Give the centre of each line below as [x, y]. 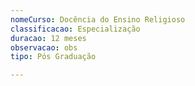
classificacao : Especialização [75, 29]
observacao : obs [44, 47]
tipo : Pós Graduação [53, 57]
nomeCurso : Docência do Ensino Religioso [98, 19]
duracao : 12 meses [48, 38]
